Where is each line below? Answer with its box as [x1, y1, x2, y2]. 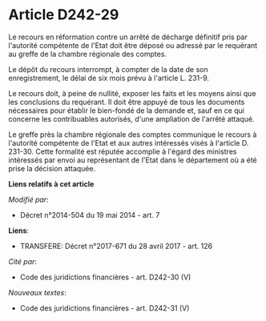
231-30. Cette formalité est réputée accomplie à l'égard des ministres [8, 146, 237, 156]
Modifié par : [8, 195, 50, 204]
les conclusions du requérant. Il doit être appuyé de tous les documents [8, 97, 245, 106]
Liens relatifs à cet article [8, 179, 95, 189]
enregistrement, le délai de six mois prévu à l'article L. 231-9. [8, 73, 210, 82]
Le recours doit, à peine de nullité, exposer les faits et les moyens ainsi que [8, 88, 256, 98]
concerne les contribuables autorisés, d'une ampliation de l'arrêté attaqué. [8, 114, 255, 123]
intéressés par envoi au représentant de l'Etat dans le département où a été [8, 154, 258, 165]
